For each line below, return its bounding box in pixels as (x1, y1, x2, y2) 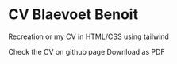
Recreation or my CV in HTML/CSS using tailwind (8, 32, 169, 41)
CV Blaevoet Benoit (8, 6, 139, 24)
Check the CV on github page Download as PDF (8, 47, 165, 56)
